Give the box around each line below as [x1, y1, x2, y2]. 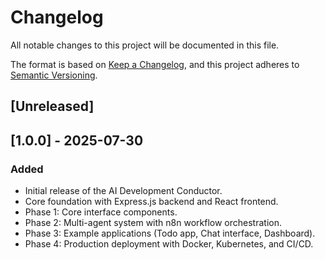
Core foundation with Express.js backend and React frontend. [24, 196, 279, 208]
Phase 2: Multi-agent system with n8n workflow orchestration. [24, 217, 282, 229]
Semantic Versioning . [10, 69, 98, 81]
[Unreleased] [10, 98, 95, 115]
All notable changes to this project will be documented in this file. [10, 39, 280, 51]
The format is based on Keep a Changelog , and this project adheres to [10, 58, 300, 70]
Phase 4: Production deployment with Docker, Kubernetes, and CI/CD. [24, 238, 314, 250]
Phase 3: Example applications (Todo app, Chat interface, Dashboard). [24, 227, 316, 240]
